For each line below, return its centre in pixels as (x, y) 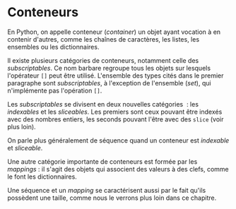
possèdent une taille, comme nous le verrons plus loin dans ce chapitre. (112, 198)
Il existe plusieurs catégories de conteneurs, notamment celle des (103, 60)
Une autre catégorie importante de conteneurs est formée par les (102, 161)
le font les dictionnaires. (42, 177)
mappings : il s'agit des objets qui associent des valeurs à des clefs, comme (118, 169)
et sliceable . (25, 148)
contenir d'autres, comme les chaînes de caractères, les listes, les (104, 39)
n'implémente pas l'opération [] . (55, 90)
